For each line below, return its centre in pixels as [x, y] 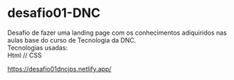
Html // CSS [25, 55]
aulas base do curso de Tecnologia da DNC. [72, 40]
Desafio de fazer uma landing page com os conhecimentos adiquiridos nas [117, 33]
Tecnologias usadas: [38, 47]
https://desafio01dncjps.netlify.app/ [59, 69]
